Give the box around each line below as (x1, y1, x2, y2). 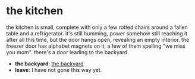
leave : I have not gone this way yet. (14, 66, 102, 73)
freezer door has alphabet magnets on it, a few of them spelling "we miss (6, 42, 185, 50)
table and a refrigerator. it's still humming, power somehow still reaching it (6, 29, 188, 37)
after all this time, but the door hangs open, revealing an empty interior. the (6, 36, 190, 43)
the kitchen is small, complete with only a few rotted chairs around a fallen (6, 24, 188, 31)
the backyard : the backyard (14, 60, 84, 67)
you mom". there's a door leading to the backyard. (6, 48, 129, 55)
